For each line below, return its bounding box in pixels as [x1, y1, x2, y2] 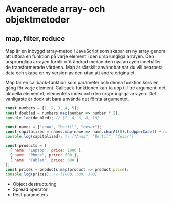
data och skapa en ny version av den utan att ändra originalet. [5, 70, 136, 76]
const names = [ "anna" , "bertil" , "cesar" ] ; [5, 124, 102, 129]
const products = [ [5, 143, 47, 148]
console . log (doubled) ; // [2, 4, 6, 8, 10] [5, 115, 100, 120]
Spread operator [12, 186, 48, 192]
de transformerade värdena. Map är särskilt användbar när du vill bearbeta [5, 64, 163, 70]
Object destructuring [12, 181, 57, 187]
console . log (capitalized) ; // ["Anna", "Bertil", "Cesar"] [5, 134, 134, 139]
